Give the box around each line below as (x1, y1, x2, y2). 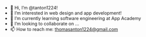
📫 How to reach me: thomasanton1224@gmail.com (10, 26, 119, 32)
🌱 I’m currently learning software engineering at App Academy (10, 15, 141, 21)
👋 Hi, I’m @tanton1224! (10, 5, 58, 10)
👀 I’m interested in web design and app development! (10, 10, 122, 16)
